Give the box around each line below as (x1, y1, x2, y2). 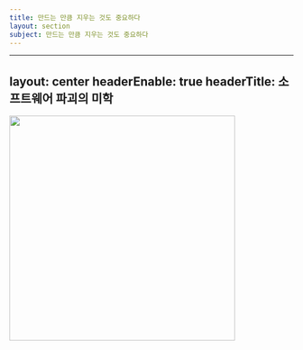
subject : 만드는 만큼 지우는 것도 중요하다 (9, 30, 149, 39)
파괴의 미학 (55, 91, 114, 106)
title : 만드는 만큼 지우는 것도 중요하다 (9, 13, 141, 22)
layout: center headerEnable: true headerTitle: (9, 74, 276, 89)
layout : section (9, 22, 70, 31)
